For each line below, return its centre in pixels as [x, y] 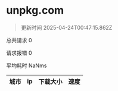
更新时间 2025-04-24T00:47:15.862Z [66, 27]
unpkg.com [35, 10]
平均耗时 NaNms [27, 65]
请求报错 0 [19, 53]
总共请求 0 [19, 40]
